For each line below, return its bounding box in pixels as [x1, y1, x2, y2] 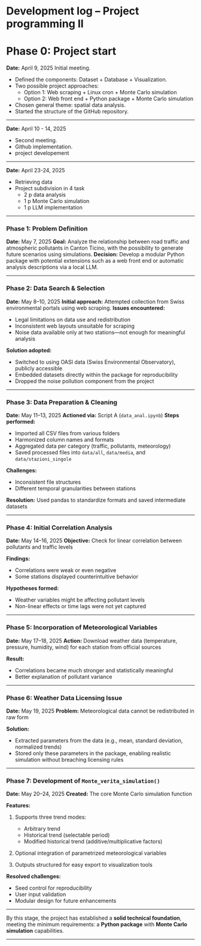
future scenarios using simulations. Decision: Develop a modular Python [6, 251, 185, 258]
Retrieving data [14, 178, 53, 185]
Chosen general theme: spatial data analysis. [14, 101, 126, 109]
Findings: [6, 555, 31, 562]
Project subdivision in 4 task [14, 185, 85, 192]
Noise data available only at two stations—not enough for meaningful [14, 328, 185, 336]
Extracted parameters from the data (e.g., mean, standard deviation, [14, 737, 183, 744]
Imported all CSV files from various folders [14, 430, 120, 437]
